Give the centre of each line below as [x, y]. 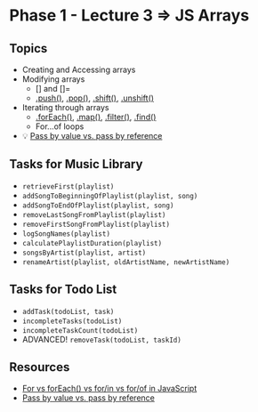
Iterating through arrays [65, 107]
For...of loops [60, 126]
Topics [28, 48]
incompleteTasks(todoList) [72, 321]
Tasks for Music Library [76, 164]
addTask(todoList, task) [68, 311]
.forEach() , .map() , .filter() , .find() [96, 117]
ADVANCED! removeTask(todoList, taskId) [102, 339]
